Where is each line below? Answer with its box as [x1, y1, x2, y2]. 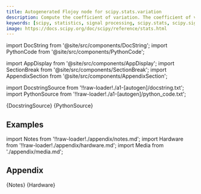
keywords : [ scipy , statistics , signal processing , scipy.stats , [6, 20, 170, 26]
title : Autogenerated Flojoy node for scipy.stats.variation [6, 8, 162, 15]
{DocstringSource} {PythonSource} [6, 102, 93, 110]
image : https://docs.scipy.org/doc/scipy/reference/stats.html [6, 25, 167, 32]
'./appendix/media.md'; [6, 148, 63, 156]
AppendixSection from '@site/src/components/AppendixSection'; [6, 72, 167, 80]
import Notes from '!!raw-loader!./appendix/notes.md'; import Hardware [6, 135, 184, 143]
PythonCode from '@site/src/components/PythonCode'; [6, 48, 145, 56]
